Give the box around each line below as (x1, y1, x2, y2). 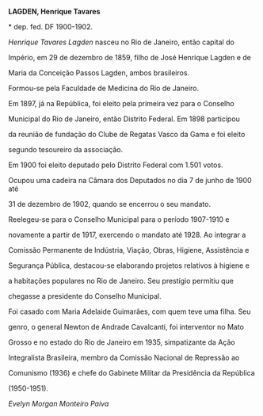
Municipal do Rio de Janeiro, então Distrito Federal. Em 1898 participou (8, 114, 240, 124)
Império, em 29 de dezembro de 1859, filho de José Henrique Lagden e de (8, 53, 252, 62)
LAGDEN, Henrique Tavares (8, 7, 101, 16)
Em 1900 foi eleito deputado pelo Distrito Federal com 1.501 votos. (8, 160, 223, 170)
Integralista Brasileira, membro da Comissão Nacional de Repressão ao (8, 353, 240, 362)
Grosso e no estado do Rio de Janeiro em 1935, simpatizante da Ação (8, 338, 235, 347)
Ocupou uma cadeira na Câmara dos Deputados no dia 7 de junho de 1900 (8, 176, 252, 185)
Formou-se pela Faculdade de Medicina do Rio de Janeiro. (8, 83, 200, 93)
